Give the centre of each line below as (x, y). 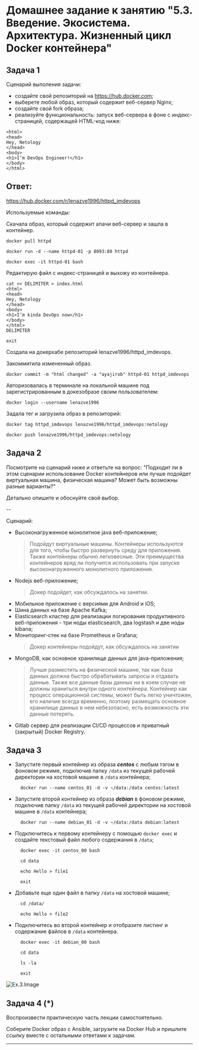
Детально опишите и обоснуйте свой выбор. (63, 498)
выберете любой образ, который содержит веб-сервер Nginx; (94, 102)
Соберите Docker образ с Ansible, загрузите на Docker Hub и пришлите (97, 1029)
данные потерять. (52, 714)
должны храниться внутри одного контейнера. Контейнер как (108, 688)
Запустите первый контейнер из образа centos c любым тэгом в (97, 764)
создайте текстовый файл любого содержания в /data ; (84, 840)
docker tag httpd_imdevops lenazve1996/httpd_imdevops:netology (87, 424)
